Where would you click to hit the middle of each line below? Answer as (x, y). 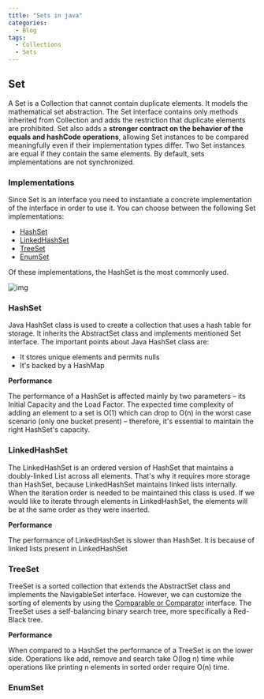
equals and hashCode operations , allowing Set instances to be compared (129, 137)
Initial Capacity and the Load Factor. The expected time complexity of (121, 404)
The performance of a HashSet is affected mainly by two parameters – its (127, 396)
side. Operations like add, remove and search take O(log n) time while (121, 659)
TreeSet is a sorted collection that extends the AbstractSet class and (119, 586)
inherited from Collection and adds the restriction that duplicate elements (127, 120)
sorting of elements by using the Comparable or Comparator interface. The (130, 603)
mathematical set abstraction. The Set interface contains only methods (123, 111)
